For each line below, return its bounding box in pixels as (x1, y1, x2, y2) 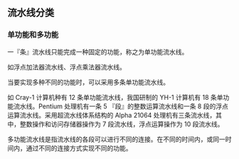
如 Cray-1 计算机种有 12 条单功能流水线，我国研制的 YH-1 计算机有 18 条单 (7, 93, 223, 101)
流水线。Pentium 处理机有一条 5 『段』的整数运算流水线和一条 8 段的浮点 (13, 102, 229, 111)
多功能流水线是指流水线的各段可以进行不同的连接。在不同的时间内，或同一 (7, 135, 225, 143)
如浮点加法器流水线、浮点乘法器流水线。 (7, 63, 126, 71)
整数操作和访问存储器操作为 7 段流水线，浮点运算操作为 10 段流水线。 (19, 120, 224, 128)
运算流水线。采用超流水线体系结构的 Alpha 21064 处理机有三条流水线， (7, 111, 216, 119)
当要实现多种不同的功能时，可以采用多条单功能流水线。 (7, 78, 169, 86)
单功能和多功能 (7, 30, 59, 40)
